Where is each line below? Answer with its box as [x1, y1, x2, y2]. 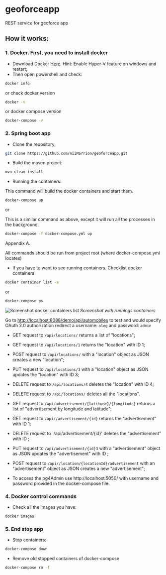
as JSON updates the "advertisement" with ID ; [12, 451, 109, 457]
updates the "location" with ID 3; [12, 371, 80, 377]
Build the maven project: [12, 160, 63, 166]
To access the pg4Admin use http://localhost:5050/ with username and [12, 475, 159, 481]
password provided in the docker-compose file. [12, 480, 110, 486]
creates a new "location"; [12, 356, 65, 362]
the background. [5, 222, 39, 228]
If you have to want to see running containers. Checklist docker [12, 265, 143, 271]
